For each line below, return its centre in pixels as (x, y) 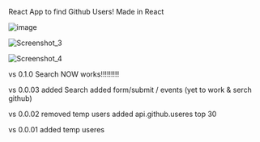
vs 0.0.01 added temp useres (57, 129)
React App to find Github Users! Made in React (86, 12)
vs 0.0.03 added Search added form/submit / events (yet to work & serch (130, 90)
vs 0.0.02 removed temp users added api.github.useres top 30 (113, 114)
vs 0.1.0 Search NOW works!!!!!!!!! (64, 74)
